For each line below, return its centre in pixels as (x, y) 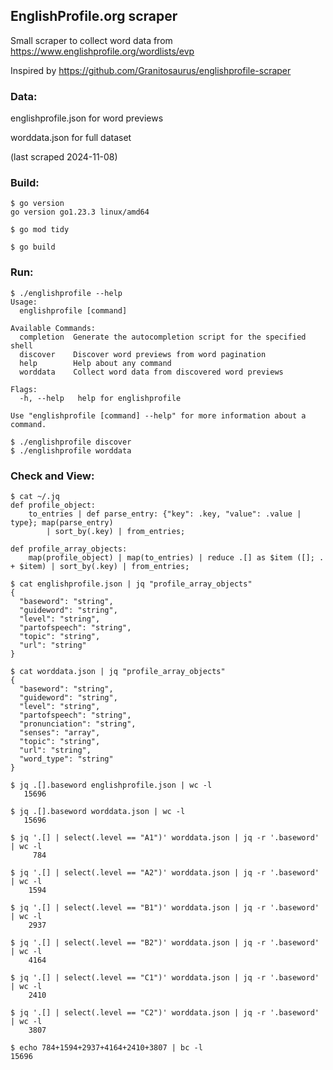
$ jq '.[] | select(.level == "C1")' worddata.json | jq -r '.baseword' (165, 978)
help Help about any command (95, 363)
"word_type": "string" (66, 759)
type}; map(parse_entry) (62, 523)
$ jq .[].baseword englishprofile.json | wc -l (111, 785)
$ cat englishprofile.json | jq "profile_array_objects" (131, 584)
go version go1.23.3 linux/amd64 (80, 212)
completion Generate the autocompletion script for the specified (163, 337)
